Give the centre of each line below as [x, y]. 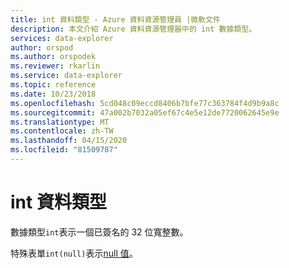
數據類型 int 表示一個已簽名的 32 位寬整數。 [99, 232]
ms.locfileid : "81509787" [64, 150]
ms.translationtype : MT [60, 122]
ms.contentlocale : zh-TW [62, 131]
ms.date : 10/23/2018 [53, 94]
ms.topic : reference [53, 85]
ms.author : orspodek [53, 57]
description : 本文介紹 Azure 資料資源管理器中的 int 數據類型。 [133, 29]
